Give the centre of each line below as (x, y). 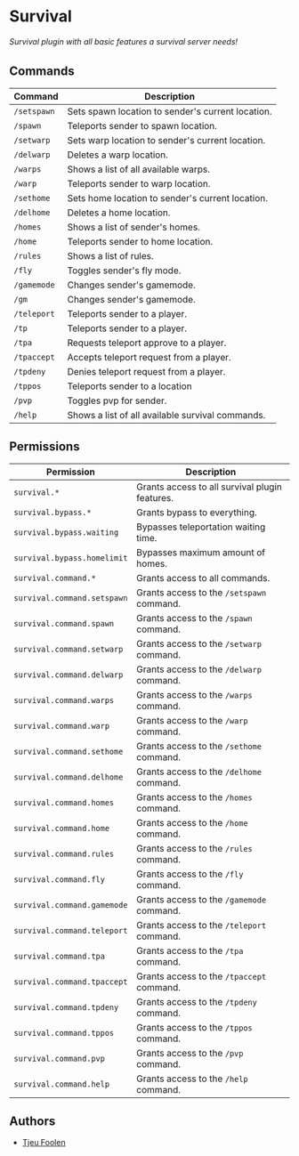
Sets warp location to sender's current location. (166, 140)
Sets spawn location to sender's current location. (170, 111)
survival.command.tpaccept (71, 982)
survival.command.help (61, 1084)
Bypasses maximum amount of (201, 552)
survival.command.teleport (71, 930)
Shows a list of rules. (110, 255)
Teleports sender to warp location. (139, 183)
